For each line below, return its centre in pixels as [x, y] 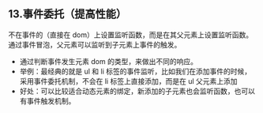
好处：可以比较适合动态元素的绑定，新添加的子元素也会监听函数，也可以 [137, 91]
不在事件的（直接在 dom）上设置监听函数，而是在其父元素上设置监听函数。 [131, 35]
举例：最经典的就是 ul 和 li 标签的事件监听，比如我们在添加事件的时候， [135, 71]
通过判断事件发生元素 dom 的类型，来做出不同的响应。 [108, 61]
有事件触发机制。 [47, 100]
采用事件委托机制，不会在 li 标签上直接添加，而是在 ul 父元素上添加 [128, 81]
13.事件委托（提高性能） [68, 14]
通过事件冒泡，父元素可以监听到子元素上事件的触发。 [95, 44]
